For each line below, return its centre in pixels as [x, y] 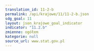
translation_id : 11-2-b [30, 9]
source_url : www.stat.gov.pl [35, 41]
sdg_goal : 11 [18, 18]
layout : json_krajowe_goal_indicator [44, 23]
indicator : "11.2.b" [26, 28]
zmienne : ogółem [22, 32]
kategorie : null [22, 37]
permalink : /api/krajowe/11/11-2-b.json [47, 14]
